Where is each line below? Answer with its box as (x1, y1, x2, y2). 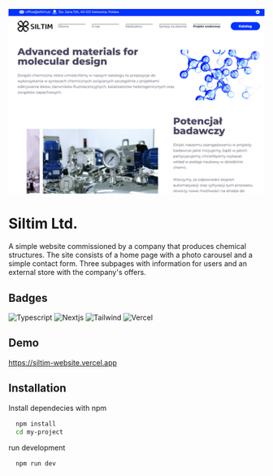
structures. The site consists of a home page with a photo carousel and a (8, 250, 253, 260)
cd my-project (15, 428, 63, 436)
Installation (8, 382, 67, 395)
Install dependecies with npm (8, 403, 107, 413)
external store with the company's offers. (8, 268, 146, 277)
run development (8, 443, 66, 452)
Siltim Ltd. (8, 215, 79, 233)
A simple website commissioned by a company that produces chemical (8, 242, 246, 251)
